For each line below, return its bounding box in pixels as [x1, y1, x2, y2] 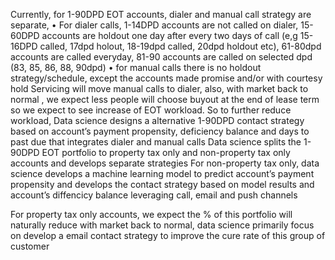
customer [10, 240, 50, 252]
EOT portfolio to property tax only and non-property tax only [41, 147, 291, 158]
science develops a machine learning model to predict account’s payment [10, 168, 315, 179]
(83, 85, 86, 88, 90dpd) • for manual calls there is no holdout [10, 62, 262, 73]
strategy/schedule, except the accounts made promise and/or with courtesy [10, 72, 323, 84]
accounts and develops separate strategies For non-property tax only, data [10, 157, 320, 169]
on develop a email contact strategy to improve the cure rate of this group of [10, 230, 326, 241]
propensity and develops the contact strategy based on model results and [10, 179, 315, 190]
